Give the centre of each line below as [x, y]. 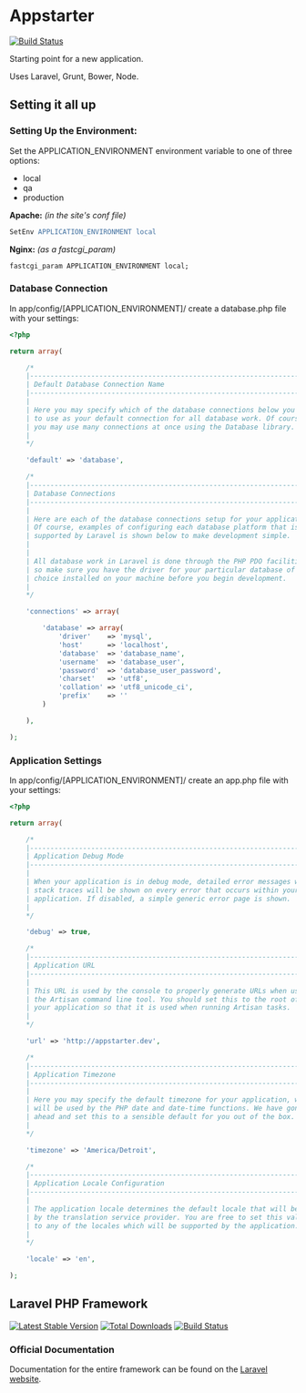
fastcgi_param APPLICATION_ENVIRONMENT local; [99, 266]
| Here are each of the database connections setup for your [144, 519]
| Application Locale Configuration [96, 1184]
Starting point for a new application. [76, 58]
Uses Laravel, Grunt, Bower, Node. [74, 76]
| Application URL [61, 966]
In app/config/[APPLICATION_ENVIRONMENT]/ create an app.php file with [149, 780]
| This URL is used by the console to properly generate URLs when [156, 991]
